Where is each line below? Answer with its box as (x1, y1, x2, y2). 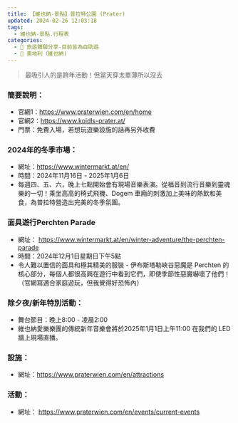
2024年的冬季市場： (7, 145, 78, 155)
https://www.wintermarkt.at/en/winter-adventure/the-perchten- (38, 235, 226, 244)
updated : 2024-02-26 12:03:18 (7, 17, 98, 24)
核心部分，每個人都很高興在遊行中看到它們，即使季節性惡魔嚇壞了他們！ (17, 269, 230, 278)
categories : (7, 37, 43, 44)
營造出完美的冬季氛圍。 (55, 198, 125, 207)
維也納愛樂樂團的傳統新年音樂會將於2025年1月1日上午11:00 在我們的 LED (17, 325, 231, 333)
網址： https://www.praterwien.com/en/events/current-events (17, 407, 200, 416)
